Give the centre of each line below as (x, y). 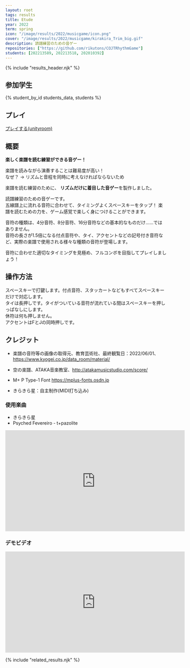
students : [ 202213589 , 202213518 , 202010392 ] (55, 53)
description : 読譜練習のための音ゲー (41, 44)
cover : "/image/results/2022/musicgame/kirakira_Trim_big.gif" (74, 39)
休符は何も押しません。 (30, 316)
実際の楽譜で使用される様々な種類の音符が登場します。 (72, 241)
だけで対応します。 (25, 296)
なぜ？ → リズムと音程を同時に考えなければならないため (65, 177)
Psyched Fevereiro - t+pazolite (45, 423)
